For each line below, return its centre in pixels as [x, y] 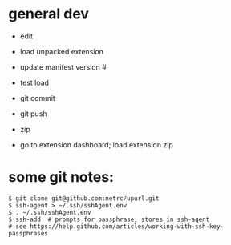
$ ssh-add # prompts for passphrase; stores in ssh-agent [109, 219]
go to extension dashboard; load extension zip [97, 144]
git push [33, 114]
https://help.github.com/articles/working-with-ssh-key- [127, 226]
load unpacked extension [62, 51]
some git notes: [61, 177]
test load [34, 82]
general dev [49, 14]
